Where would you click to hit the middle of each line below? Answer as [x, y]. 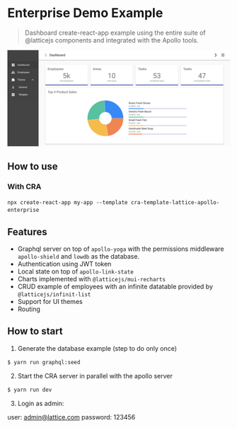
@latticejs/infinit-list [54, 294]
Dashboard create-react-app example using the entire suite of [115, 33]
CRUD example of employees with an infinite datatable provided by [115, 286]
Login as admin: [41, 403]
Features [27, 232]
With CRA [24, 186]
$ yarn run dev [30, 390]
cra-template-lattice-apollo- [175, 203]
